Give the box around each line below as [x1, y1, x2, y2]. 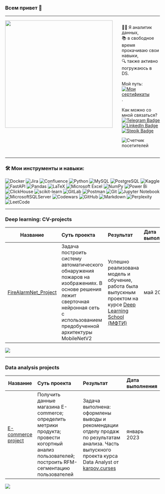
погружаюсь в [122, 65, 152, 71]
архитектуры [61, 329, 92, 335]
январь [126, 428, 144, 435]
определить [37, 416, 66, 423]
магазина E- [37, 404, 68, 411]
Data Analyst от [82, 459, 119, 466]
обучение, [108, 276, 133, 283]
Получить [37, 391, 60, 398]
